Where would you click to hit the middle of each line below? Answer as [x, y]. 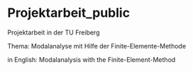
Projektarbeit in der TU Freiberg [54, 32]
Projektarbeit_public [68, 13]
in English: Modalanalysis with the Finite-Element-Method [92, 59]
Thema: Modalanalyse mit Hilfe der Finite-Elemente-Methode [97, 46]
